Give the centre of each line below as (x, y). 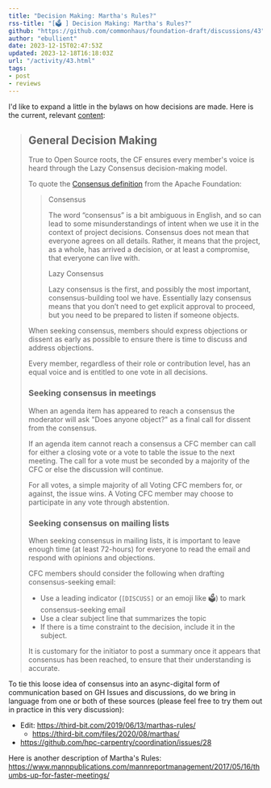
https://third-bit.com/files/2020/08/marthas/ (106, 734)
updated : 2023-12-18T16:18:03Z (61, 53)
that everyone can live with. (94, 258)
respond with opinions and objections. (92, 557)
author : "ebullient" (43, 38)
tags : (17, 69)
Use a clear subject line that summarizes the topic (123, 618)
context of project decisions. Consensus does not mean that (148, 233)
